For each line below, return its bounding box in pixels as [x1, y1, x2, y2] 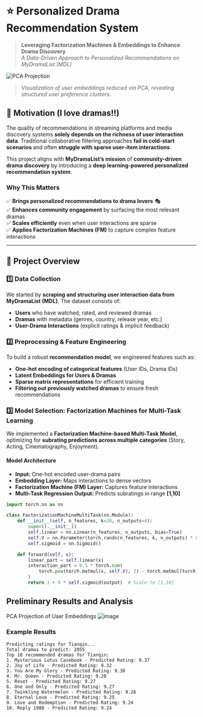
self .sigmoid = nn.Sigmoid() [28, 540, 101, 547]
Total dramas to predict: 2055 [6, 647, 85, 653]
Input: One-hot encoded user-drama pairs [14, 470, 121, 478]
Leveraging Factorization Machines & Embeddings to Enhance [21, 41, 181, 48]
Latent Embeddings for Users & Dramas [14, 372, 117, 379]
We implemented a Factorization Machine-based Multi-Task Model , [6, 430, 178, 438]
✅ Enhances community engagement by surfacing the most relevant [6, 206, 179, 213]
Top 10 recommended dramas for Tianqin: [6, 652, 110, 658]
